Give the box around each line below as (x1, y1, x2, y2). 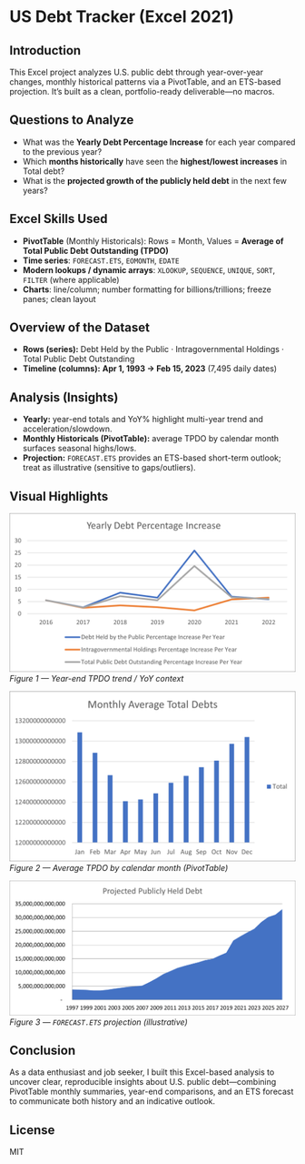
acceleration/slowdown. (22, 423, 113, 434)
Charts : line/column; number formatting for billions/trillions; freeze (22, 284, 272, 295)
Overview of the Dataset (9, 320, 150, 336)
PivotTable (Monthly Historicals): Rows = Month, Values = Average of (22, 235, 284, 247)
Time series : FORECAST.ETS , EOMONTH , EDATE (22, 255, 180, 266)
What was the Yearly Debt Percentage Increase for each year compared (22, 137, 296, 147)
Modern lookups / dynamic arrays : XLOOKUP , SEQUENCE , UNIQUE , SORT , (22, 264, 275, 275)
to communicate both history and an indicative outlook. (9, 1096, 216, 1107)
